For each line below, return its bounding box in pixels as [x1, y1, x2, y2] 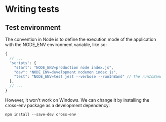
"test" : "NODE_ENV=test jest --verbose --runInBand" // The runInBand [14, 74, 163, 79]
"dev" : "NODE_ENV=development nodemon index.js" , [14, 69, 119, 75]
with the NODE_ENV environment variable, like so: [5, 42, 107, 48]
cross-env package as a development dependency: [5, 102, 110, 108]
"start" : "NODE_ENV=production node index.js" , [14, 65, 114, 70]
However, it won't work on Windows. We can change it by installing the [5, 97, 150, 103]
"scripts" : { [9, 61, 37, 65]
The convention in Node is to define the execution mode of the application [5, 36, 157, 42]
